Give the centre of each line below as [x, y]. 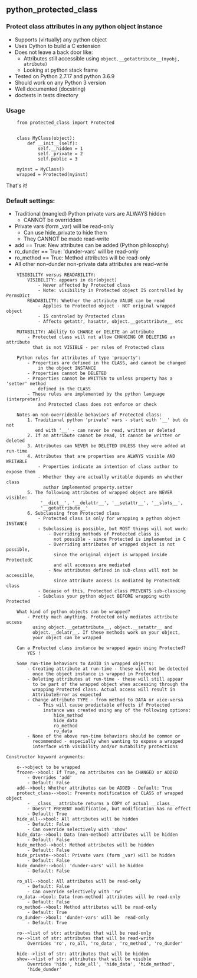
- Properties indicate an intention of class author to [108, 467]
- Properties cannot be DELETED [67, 373]
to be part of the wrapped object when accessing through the [110, 684]
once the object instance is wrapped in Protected [96, 674]
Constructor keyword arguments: [46, 757]
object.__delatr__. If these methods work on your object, [106, 633]
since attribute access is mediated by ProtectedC [117, 581]
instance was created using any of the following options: [117, 710]
